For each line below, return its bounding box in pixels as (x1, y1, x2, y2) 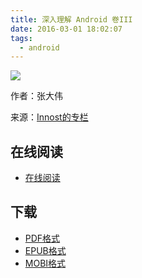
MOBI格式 (24, 257, 67, 269)
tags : (10, 33, 33, 43)
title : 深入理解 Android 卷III (10, 14, 133, 25)
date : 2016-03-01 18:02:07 (10, 24, 123, 34)
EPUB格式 (24, 244, 67, 256)
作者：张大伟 (10, 90, 63, 102)
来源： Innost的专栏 (10, 111, 89, 123)
